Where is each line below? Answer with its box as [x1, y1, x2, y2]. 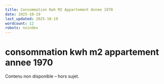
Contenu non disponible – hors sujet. [5, 73, 80, 79]
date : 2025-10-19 [5, 12, 41, 17]
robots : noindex [5, 26, 38, 30]
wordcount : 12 [5, 21, 34, 26]
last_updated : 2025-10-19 [5, 16, 58, 21]
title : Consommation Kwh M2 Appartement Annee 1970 [5, 7, 113, 12]
